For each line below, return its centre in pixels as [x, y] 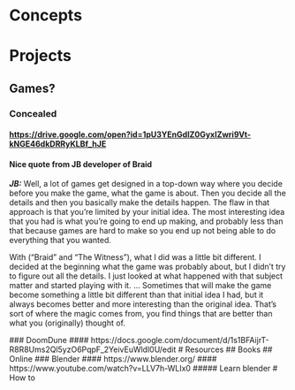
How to [22, 378]
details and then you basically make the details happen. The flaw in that [140, 203]
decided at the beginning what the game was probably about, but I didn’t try [147, 267]
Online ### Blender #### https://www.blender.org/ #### [113, 359]
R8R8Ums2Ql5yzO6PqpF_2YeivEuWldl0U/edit [93, 349]
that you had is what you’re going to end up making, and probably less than [146, 221]
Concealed [33, 113]
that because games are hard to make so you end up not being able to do [143, 231]
